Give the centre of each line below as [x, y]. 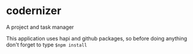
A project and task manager [40, 27]
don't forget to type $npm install [47, 45]
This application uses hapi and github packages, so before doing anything [97, 38]
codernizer [34, 11]
